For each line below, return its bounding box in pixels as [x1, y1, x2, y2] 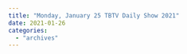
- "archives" [15, 33, 59, 42]
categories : [8, 26, 48, 34]
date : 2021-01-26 [8, 19, 66, 27]
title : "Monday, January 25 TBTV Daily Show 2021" [8, 11, 180, 20]
